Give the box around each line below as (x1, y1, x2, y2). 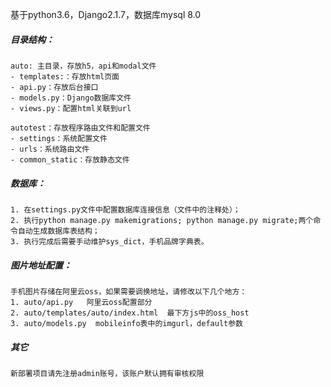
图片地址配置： (10, 259, 72, 271)
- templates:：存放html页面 (10, 71, 120, 82)
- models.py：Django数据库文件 (10, 93, 132, 103)
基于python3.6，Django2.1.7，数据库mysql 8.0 (10, 9, 202, 20)
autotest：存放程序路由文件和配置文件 (10, 123, 151, 133)
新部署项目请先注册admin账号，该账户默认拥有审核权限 (10, 368, 205, 378)
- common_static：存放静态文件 (10, 154, 130, 165)
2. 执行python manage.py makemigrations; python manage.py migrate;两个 (10, 215, 314, 225)
